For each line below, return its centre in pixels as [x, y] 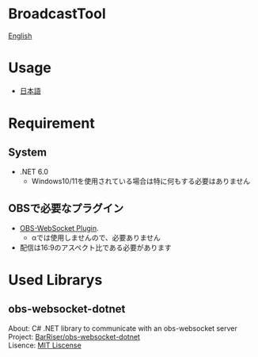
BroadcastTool [57, 14]
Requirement [51, 123]
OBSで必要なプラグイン [66, 208]
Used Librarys [55, 280]
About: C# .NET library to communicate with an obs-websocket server [123, 328]
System [28, 153]
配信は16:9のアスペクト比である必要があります [95, 248]
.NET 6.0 [34, 171]
